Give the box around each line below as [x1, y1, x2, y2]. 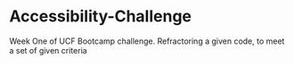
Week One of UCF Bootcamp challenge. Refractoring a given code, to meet [9, 36, 285, 46]
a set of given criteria [9, 45, 87, 55]
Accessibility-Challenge [9, 6, 192, 27]
